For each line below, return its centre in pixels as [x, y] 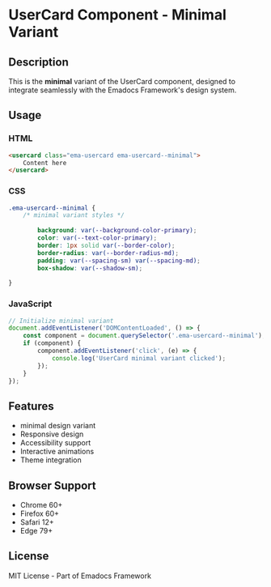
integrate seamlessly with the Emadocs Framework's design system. [123, 90]
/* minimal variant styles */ [74, 215]
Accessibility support [55, 443]
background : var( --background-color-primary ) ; [117, 231]
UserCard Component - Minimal [117, 15]
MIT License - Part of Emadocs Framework [80, 576]
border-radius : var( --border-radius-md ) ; [108, 253]
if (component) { [52, 343]
